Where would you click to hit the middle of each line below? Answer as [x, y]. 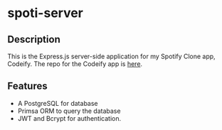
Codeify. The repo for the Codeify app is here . [75, 64]
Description [34, 39]
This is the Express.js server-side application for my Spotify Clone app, [111, 56]
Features [27, 86]
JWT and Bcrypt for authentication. [69, 118]
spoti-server [46, 13]
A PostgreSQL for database [58, 103]
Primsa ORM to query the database [69, 111]
